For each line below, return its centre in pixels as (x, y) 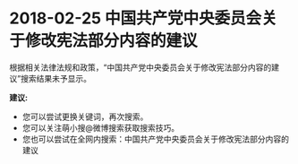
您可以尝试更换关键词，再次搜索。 (85, 117)
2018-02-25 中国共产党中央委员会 (136, 18)
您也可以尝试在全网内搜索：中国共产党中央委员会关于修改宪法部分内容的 (155, 139)
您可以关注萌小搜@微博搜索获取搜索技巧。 (101, 127)
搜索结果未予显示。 (56, 78)
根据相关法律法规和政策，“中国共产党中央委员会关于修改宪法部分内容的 (140, 67)
